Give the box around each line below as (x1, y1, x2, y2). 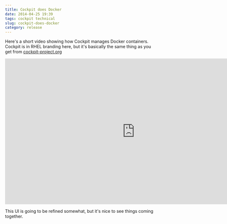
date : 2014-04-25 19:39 (5, 12, 53, 17)
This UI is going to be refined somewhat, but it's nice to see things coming (5, 208, 154, 214)
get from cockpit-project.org (5, 49, 62, 55)
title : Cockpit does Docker (5, 7, 62, 12)
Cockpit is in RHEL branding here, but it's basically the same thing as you (5, 44, 151, 50)
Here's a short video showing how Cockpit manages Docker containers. (5, 38, 149, 44)
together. (5, 213, 23, 219)
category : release (5, 25, 42, 30)
